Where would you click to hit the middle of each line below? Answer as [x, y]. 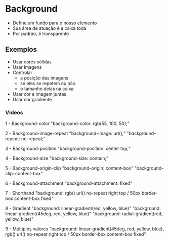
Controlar [23, 72]
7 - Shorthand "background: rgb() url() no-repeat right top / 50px [73, 193]
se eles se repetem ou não [48, 83]
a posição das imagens [44, 78]
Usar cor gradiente [32, 99]
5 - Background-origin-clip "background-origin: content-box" [69, 168]
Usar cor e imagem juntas [39, 94]
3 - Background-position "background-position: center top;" [68, 149]
